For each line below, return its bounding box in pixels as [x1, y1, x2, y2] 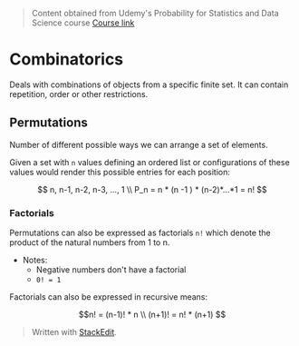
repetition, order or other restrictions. [9, 88, 149, 99]
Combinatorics [9, 49, 124, 70]
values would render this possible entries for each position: [9, 166, 231, 177]
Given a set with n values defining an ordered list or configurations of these [9, 156, 290, 167]
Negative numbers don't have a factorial [35, 264, 187, 275]
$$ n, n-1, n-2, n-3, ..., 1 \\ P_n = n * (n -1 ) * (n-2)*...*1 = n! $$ [37, 183, 267, 194]
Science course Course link [31, 17, 135, 28]
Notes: [22, 254, 48, 266]
